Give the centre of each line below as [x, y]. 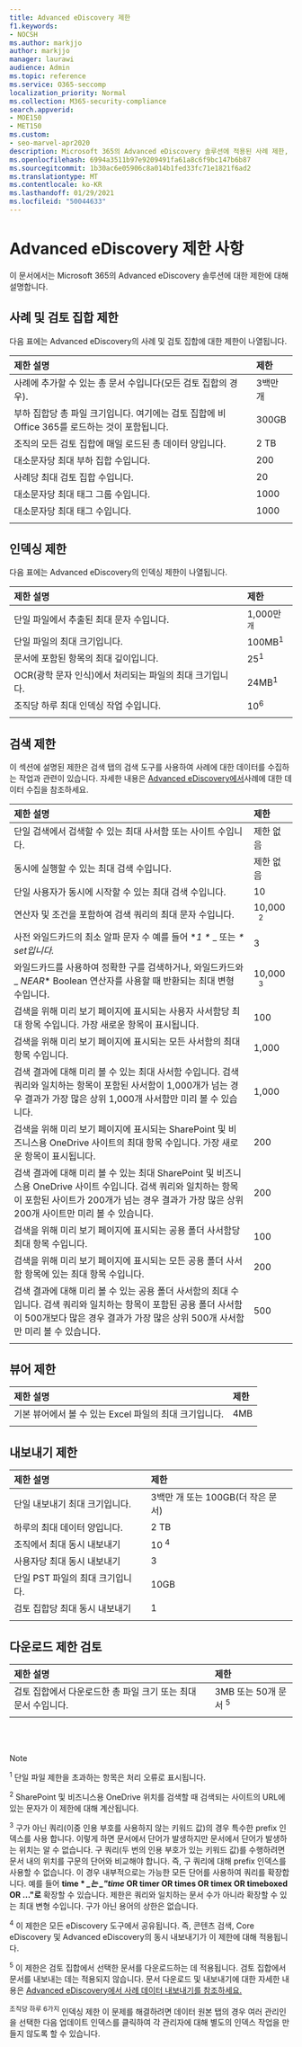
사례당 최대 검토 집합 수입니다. [74, 477]
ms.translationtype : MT [54, 176]
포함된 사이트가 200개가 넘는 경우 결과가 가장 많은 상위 [134, 1199]
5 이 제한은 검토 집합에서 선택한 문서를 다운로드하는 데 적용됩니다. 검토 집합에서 [148, 1967]
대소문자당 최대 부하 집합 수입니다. [82, 460]
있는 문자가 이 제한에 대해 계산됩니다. [74, 1808]
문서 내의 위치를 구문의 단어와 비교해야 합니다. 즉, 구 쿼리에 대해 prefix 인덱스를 [148, 1861]
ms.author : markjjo [46, 43]
